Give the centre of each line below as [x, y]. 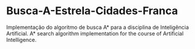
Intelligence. [22, 40]
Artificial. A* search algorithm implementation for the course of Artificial [95, 33]
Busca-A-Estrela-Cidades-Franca [92, 11]
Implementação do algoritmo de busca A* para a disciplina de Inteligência [98, 27]
